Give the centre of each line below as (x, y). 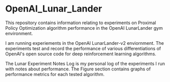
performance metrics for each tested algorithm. (55, 74)
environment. (19, 33)
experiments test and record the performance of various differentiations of (83, 48)
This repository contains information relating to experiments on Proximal (81, 23)
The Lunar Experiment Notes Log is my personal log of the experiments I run (85, 63)
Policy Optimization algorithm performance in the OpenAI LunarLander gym (84, 28)
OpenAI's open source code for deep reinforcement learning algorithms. (81, 54)
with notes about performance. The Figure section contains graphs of (78, 69)
